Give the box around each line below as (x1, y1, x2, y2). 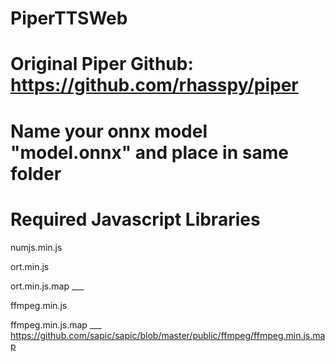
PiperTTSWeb (10, 7, 128, 30)
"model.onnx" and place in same (10, 141, 289, 164)
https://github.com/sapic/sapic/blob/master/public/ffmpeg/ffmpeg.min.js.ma (10, 329, 326, 341)
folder (10, 162, 62, 185)
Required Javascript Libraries (10, 208, 261, 231)
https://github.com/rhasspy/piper (10, 74, 299, 97)
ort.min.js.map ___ (10, 280, 85, 292)
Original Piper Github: (10, 53, 194, 76)
